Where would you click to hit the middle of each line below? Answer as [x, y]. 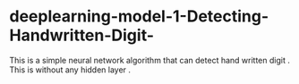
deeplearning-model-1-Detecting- [139, 17]
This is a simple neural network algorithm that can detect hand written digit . [150, 60]
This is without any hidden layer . [70, 70]
